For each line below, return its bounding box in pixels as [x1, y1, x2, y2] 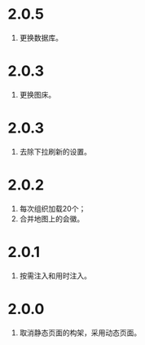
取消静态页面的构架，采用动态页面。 [19, 327, 142, 338]
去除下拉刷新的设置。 [19, 146, 91, 156]
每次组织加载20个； [19, 203, 86, 213]
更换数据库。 [19, 33, 63, 42]
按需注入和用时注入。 [19, 270, 91, 281]
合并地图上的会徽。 [19, 213, 85, 224]
